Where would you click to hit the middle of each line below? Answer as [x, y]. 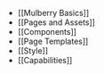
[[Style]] [33, 51]
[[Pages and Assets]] [56, 22]
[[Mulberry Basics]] [53, 13]
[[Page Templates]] [53, 41]
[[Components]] [47, 32]
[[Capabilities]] [45, 60]
